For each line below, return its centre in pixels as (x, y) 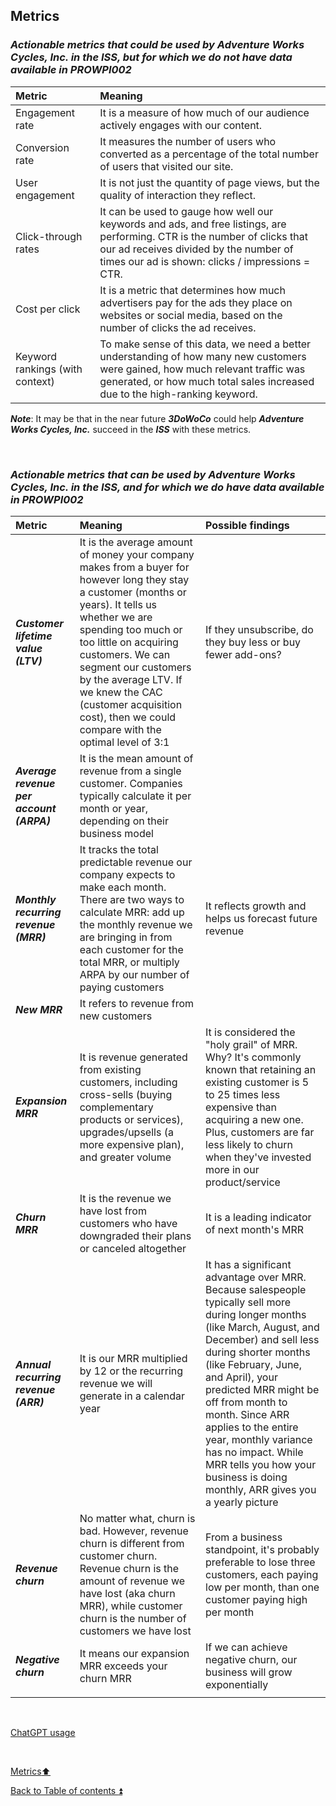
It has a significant (248, 1264)
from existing (110, 1069)
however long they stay (134, 579)
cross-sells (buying (126, 1094)
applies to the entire (252, 1427)
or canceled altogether (133, 1248)
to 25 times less (243, 1094)
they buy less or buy (253, 642)
